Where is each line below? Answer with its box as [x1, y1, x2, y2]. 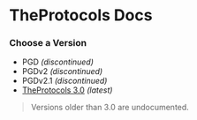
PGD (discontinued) [21, 56, 95, 67]
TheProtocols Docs [9, 5, 153, 26]
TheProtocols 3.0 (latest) [21, 85, 113, 95]
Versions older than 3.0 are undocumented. [30, 102, 190, 113]
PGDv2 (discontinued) [21, 66, 103, 77]
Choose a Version [9, 37, 87, 49]
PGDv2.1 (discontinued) [21, 76, 108, 86]
